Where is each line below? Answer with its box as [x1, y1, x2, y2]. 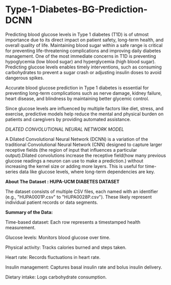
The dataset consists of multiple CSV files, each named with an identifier [5, 188, 158, 195]
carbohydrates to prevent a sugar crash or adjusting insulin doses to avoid [5, 69, 162, 75]
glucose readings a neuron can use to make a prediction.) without [5, 157, 144, 164]
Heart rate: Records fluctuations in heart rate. [5, 254, 101, 260]
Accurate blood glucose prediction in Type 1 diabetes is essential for [5, 84, 149, 90]
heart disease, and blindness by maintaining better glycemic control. [5, 96, 150, 102]
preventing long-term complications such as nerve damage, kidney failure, [5, 90, 162, 96]
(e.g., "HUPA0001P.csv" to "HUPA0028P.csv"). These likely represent [5, 194, 152, 200]
